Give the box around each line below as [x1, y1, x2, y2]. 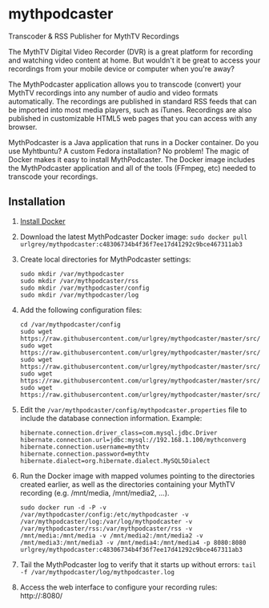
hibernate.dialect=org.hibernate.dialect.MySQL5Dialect [19, 456, 211, 465]
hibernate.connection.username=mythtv [19, 443, 150, 451]
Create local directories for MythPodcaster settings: [19, 254, 191, 264]
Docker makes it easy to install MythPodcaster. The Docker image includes [8, 154, 255, 164]
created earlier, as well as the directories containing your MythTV [19, 479, 235, 489]
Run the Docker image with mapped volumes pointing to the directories [19, 471, 255, 480]
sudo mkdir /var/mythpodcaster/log [19, 290, 139, 299]
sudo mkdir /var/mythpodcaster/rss [19, 277, 139, 285]
